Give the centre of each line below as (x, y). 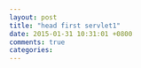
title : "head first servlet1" (65, 26)
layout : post (33, 17)
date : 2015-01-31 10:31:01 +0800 (71, 34)
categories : (31, 50)
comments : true (37, 42)
